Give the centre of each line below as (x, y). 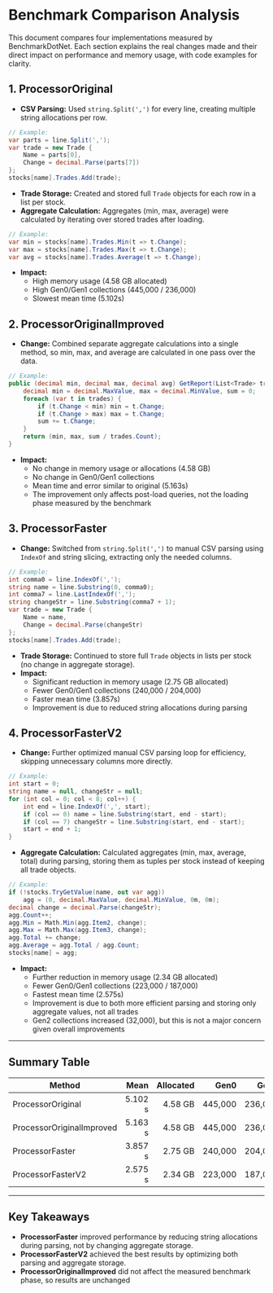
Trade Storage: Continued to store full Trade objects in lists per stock (136, 655)
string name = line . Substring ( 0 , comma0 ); (81, 587)
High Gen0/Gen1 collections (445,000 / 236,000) (114, 290)
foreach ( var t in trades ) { (72, 398)
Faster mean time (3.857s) (76, 699)
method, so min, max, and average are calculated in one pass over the (138, 353)
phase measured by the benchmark (92, 503)
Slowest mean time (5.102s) (78, 298)
